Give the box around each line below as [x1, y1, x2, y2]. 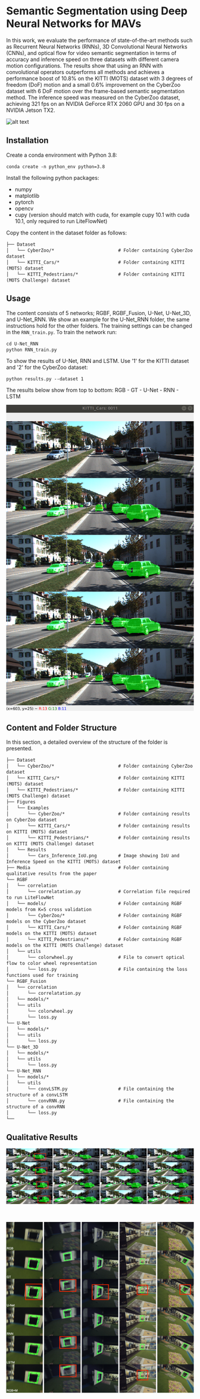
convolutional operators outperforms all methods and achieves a [6, 68, 165, 75]
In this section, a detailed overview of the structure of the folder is [6, 738, 168, 746]
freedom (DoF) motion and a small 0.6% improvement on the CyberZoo [6, 81, 181, 88]
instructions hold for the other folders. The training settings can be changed [6, 322, 192, 329]
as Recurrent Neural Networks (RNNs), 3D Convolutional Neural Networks [6, 43, 187, 50]
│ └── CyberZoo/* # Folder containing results [6, 811, 190, 817]
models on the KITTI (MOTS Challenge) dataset [6, 943, 124, 949]
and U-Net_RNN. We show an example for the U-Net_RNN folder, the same [6, 316, 190, 323]
